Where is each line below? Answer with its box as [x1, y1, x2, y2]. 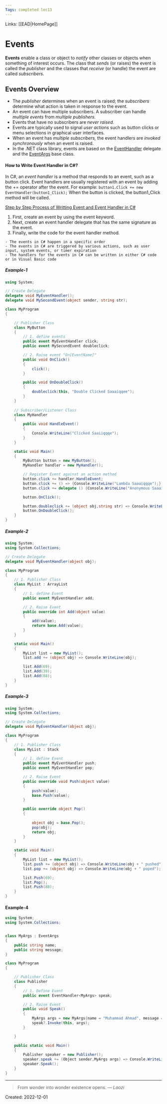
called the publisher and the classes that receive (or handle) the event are [5, 65, 156, 71]
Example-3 [5, 693, 29, 699]
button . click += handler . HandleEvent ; [23, 477, 103, 482]
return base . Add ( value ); [31, 623, 83, 628]
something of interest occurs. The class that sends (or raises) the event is [5, 60, 156, 66]
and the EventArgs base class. [12, 151, 75, 157]
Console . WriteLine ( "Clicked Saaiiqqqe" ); [31, 431, 119, 436]
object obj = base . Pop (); [31, 820, 85, 825]
